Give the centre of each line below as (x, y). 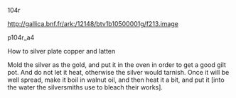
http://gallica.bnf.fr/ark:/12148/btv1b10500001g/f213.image (93, 24)
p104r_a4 (21, 37)
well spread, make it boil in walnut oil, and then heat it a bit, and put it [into (116, 80)
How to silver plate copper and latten (61, 51)
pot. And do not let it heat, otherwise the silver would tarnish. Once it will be (118, 72)
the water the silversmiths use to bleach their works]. (85, 87)
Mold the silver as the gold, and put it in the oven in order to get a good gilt (117, 65)
